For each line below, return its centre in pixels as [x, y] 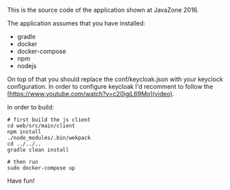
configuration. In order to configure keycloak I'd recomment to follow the [110, 86]
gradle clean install [38, 150]
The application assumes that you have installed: [76, 23]
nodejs [27, 66]
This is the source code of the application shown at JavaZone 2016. [103, 10]
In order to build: [31, 107]
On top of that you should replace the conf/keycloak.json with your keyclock [115, 79]
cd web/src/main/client [41, 126]
